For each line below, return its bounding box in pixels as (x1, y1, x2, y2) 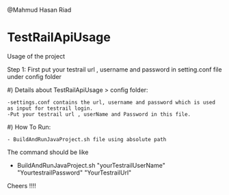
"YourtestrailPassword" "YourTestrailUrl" (16, 168, 132, 177)
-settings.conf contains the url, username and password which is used (7, 99, 215, 106)
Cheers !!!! (7, 181, 36, 190)
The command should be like (7, 148, 89, 156)
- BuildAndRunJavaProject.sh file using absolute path (7, 136, 167, 142)
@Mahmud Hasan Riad (7, 6, 72, 14)
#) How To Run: (7, 123, 51, 131)
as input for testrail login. (7, 105, 94, 112)
